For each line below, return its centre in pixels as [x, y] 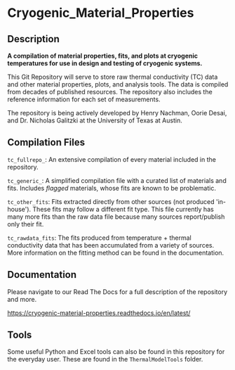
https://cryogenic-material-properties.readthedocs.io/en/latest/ [99, 313]
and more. [22, 299]
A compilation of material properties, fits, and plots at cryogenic [103, 56]
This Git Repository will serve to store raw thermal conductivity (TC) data [113, 77]
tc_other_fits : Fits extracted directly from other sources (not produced [111, 201]
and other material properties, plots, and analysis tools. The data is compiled [118, 84]
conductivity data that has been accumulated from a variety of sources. [111, 245]
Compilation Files [46, 142]
